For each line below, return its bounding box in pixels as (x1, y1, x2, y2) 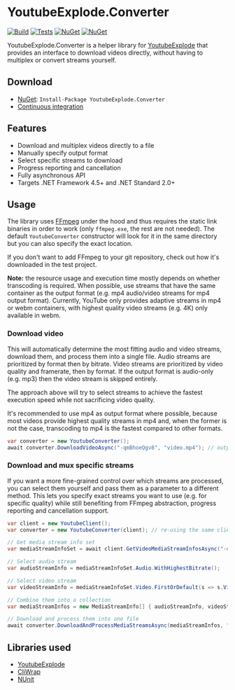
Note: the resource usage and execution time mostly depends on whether (7, 274, 220, 282)
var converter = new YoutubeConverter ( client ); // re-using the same (7, 526, 215, 533)
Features (7, 123, 47, 134)
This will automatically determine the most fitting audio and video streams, (7, 345, 222, 353)
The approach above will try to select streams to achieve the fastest (7, 388, 203, 396)
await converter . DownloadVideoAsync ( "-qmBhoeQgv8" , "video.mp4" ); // (7, 444, 215, 451)
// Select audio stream (7, 558, 77, 565)
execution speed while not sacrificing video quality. (7, 395, 155, 403)
